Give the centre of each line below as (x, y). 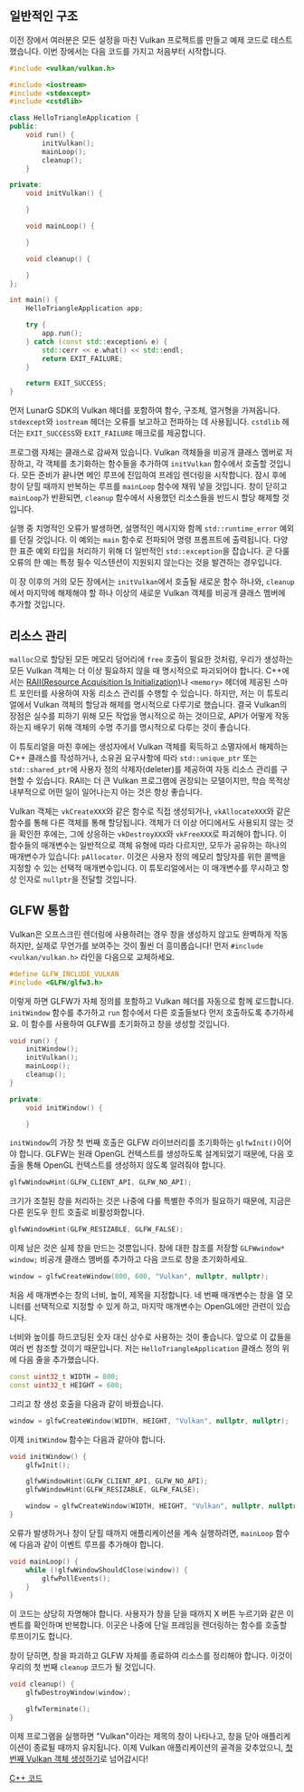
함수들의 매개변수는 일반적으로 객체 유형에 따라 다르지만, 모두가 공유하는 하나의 (148, 845)
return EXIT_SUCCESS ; (66, 384)
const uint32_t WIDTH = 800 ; (64, 1377)
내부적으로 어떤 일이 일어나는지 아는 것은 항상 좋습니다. (106, 792)
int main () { (34, 300)
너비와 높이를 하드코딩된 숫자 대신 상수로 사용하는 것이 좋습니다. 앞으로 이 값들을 (151, 1337)
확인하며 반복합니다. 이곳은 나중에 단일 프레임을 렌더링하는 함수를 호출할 (160, 1625)
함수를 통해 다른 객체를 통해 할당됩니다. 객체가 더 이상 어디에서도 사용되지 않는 (147, 823)
